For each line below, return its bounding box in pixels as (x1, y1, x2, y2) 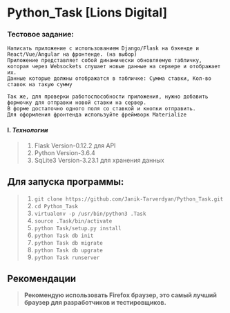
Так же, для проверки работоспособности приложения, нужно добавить (7, 93, 209, 101)
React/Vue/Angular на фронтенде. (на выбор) (7, 51, 137, 58)
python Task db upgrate (34, 247, 104, 254)
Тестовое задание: (7, 30, 74, 39)
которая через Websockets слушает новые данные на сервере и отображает (7, 63, 221, 70)
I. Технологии (7, 126, 48, 134)
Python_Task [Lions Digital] (7, 5, 168, 21)
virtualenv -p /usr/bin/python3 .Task (34, 210, 146, 217)
